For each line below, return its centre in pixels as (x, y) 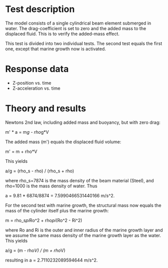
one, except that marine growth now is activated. (56, 49)
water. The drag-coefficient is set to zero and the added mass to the (76, 28)
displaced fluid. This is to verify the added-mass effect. (62, 34)
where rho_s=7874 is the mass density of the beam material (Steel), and (79, 180)
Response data (37, 69)
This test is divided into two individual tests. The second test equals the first (84, 43)
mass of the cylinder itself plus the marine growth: (57, 210)
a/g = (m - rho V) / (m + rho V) (35, 250)
